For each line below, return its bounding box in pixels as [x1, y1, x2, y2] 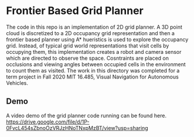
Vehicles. [6, 79, 28, 86]
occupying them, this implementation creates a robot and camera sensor [6, 48, 182, 55]
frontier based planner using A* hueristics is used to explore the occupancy [6, 36, 189, 43]
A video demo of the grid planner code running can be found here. [6, 112, 167, 119]
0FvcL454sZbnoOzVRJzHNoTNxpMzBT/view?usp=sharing [6, 124, 148, 131]
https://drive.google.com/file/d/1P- [6, 118, 90, 125]
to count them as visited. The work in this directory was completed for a [6, 67, 180, 74]
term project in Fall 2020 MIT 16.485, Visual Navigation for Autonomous [6, 73, 179, 80]
